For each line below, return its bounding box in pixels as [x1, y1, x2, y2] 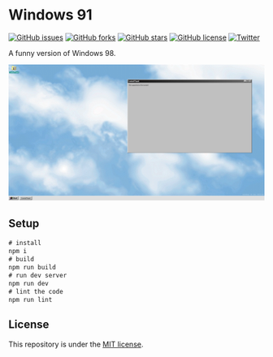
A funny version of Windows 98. [8, 48, 116, 58]
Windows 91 [8, 6, 93, 24]
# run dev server [8, 271, 67, 279]
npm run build [8, 263, 57, 271]
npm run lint [8, 295, 53, 303]
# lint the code [8, 287, 63, 295]
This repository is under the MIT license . [8, 339, 144, 349]
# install [8, 239, 42, 247]
